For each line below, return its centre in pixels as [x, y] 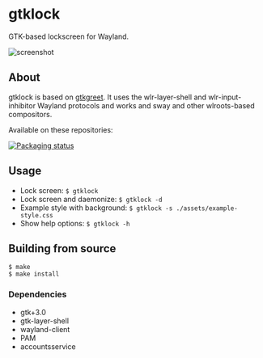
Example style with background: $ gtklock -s [96, 208]
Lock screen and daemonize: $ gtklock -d [91, 199]
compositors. [30, 114]
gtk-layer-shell [45, 321]
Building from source [62, 248]
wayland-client [45, 329]
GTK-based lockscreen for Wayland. [69, 36]
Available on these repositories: [61, 129]
